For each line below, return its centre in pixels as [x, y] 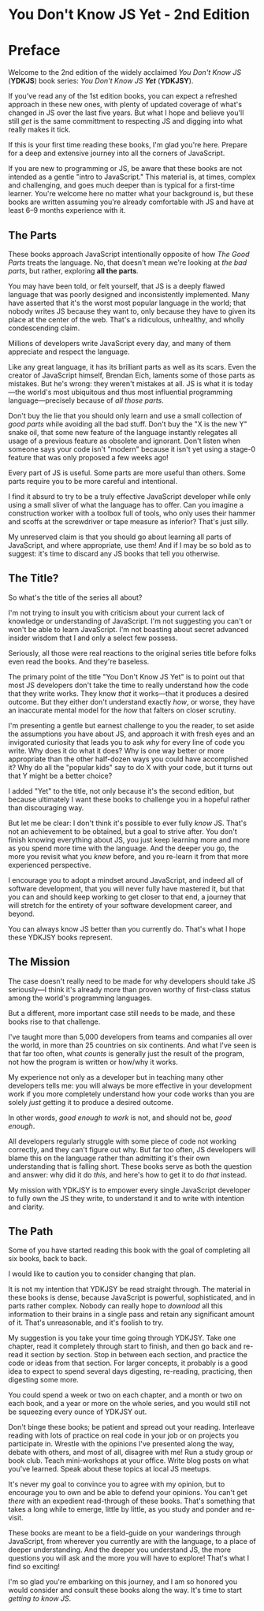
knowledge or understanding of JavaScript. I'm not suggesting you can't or [130, 621]
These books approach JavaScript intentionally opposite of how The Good [129, 254]
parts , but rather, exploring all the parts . [74, 270]
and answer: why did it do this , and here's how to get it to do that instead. [128, 1174]
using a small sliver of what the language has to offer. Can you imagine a [126, 504]
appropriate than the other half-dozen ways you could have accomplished [128, 759]
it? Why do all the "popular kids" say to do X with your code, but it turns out [131, 767]
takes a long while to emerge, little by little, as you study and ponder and [126, 1509]
